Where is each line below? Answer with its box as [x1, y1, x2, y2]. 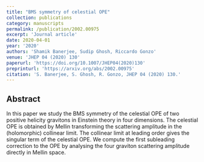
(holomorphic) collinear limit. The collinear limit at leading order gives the [6, 129, 190, 137]
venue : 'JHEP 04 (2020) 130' [6, 54, 80, 60]
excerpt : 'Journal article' [6, 32, 78, 38]
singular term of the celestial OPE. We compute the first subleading [6, 136, 175, 143]
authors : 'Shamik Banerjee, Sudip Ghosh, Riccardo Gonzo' [6, 49, 157, 55]
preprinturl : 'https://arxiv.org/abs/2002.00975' [6, 65, 135, 72]
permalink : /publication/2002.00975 [6, 26, 99, 32]
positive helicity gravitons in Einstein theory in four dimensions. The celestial [6, 116, 199, 124]
